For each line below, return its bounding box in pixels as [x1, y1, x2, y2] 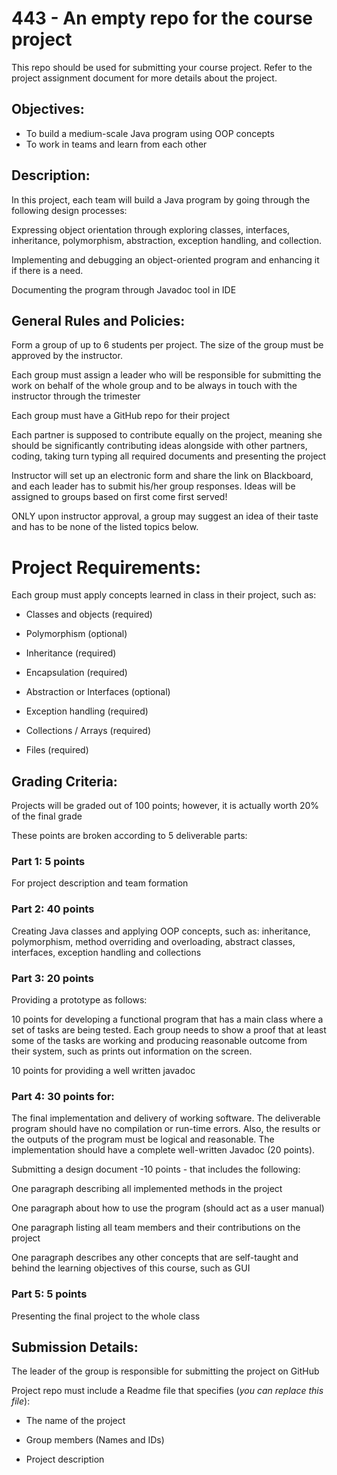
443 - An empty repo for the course [11, 7, 314, 30]
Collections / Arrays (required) [25, 725, 152, 737]
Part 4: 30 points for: [11, 1089, 115, 1103]
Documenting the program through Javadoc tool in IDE [11, 283, 237, 296]
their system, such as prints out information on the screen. [11, 1045, 253, 1057]
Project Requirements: [11, 556, 202, 579]
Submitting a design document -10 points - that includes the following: [11, 1163, 301, 1176]
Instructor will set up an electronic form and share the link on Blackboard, [11, 470, 314, 482]
